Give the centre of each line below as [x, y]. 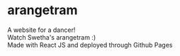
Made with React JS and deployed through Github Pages [90, 45]
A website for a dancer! [41, 30]
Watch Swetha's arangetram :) [52, 37]
